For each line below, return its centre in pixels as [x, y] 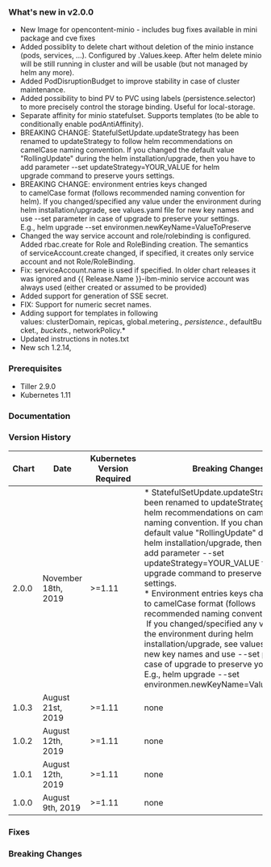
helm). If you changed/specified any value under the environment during [141, 201]
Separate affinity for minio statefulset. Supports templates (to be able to [140, 116]
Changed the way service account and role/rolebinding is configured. [135, 236]
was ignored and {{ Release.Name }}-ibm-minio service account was [135, 279]
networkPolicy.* [100, 331]
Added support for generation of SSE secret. [94, 296]
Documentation [40, 416]
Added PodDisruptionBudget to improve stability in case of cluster [130, 81]
